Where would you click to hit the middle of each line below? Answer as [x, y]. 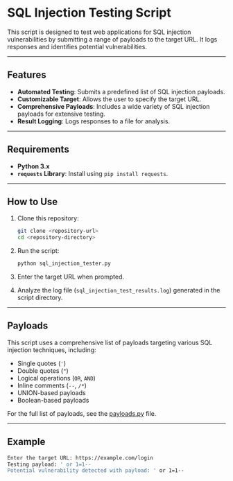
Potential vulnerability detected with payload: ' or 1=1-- [96, 471]
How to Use [33, 201]
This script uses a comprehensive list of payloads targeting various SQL [110, 342]
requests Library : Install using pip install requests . [93, 173]
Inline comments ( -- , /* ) [52, 385]
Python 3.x [33, 166]
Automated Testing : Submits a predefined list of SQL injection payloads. [121, 91]
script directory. [40, 297]
